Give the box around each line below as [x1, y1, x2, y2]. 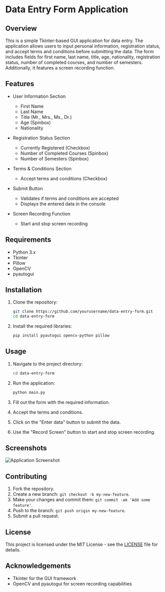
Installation [5, 286, 42, 294]
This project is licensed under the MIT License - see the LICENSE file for [5, 541, 158, 547]
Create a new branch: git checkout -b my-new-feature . [12, 491, 130, 497]
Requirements [5, 236, 51, 244]
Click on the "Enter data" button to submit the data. [12, 419, 121, 425]
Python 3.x [12, 249, 36, 255]
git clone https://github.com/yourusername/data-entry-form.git [12, 309, 153, 314]
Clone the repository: [12, 299, 58, 305]
